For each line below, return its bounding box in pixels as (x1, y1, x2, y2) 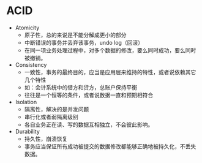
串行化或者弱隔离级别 (24, 113, 78, 120)
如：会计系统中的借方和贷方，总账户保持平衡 (24, 83, 138, 91)
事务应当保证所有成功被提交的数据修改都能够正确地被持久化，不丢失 (24, 142, 196, 150)
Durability (15, 127, 40, 135)
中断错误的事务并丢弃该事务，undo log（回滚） (24, 39, 144, 46)
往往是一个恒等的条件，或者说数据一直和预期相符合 (24, 91, 154, 99)
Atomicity (15, 24, 40, 31)
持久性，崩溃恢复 (24, 135, 68, 142)
